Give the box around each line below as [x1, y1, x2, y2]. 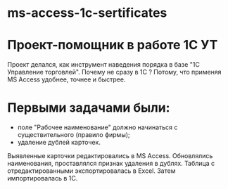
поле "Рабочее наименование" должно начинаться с [17, 123, 178, 131]
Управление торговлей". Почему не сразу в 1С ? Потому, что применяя [7, 68, 222, 77]
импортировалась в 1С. [7, 174, 78, 183]
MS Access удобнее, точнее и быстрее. [7, 75, 126, 84]
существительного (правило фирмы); [17, 131, 130, 139]
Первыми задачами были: [7, 100, 170, 116]
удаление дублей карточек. [17, 138, 101, 147]
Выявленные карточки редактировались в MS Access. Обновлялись [7, 152, 213, 160]
